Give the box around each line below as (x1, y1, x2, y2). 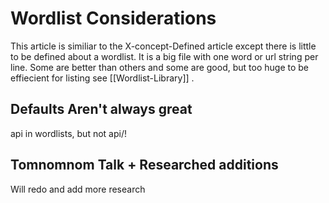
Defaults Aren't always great (10, 101, 193, 118)
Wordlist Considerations (10, 7, 217, 30)
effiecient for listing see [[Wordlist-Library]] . (10, 72, 195, 84)
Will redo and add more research (10, 183, 146, 195)
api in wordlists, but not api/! (10, 127, 127, 139)
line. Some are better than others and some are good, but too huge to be (10, 61, 309, 73)
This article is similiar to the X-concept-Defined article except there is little (10, 40, 317, 52)
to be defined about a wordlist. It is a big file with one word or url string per (10, 50, 319, 62)
